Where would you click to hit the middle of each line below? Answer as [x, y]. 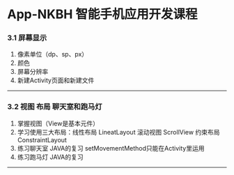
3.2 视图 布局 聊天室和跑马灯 [55, 107]
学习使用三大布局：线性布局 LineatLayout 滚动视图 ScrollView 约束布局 [118, 132]
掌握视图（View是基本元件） [58, 123]
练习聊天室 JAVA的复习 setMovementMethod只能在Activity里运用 [111, 148]
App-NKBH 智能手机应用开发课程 [102, 14]
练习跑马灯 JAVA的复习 [50, 157]
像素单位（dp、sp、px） [53, 54]
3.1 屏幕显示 [27, 38]
